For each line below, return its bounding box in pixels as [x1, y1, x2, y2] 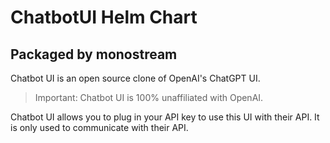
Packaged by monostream [10, 46, 178, 63]
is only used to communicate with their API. [10, 122, 189, 133]
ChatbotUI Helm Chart [10, 6, 198, 29]
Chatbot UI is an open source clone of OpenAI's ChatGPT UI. [10, 72, 261, 84]
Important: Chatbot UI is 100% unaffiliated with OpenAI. [34, 92, 264, 103]
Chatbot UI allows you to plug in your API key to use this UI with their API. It [10, 111, 320, 123]
